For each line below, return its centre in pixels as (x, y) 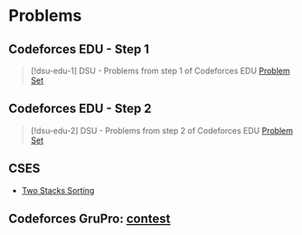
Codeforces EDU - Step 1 (79, 49)
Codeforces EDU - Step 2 (80, 109)
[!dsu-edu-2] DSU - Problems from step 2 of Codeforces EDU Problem (161, 130)
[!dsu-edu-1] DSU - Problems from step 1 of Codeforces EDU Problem (160, 70)
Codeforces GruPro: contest (90, 219)
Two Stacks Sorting (58, 190)
